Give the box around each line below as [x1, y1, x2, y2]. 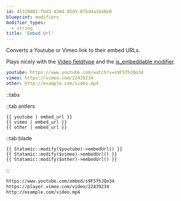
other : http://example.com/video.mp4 [6, 80, 99, 86]
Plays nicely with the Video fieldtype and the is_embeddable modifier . [6, 58, 176, 65]
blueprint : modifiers [6, 14, 60, 20]
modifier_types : [6, 19, 46, 25]
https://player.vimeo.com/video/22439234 [6, 183, 110, 189]
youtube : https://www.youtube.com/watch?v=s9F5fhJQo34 [6, 70, 144, 75]
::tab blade [6, 134, 32, 141]
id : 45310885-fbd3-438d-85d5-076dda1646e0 [6, 8, 112, 15]
